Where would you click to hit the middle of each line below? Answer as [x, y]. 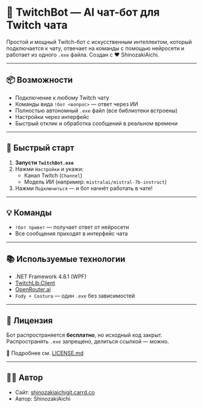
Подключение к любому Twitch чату [62, 97]
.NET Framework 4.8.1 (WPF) [50, 276]
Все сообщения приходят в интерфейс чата [71, 234]
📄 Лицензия [30, 320]
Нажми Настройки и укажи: [49, 169]
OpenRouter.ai [33, 290]
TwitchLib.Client [35, 283]
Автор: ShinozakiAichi [43, 398]
